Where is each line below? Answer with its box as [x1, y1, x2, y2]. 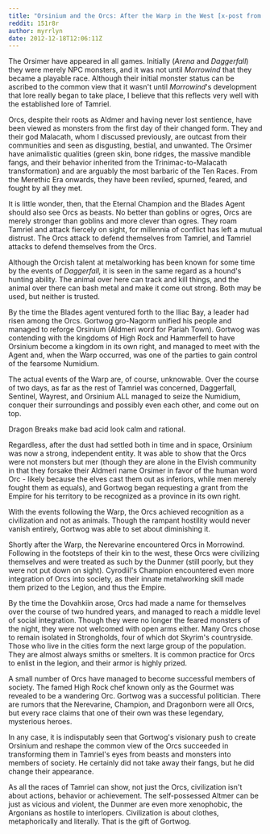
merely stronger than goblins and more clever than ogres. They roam [8, 216, 238, 226]
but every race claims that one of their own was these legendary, [8, 708, 224, 718]
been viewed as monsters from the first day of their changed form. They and [8, 123, 263, 133]
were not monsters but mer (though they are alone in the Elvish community [8, 457, 257, 467]
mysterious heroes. [8, 717, 73, 727]
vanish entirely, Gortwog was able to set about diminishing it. [8, 524, 211, 534]
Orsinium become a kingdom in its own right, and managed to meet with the [8, 342, 260, 352]
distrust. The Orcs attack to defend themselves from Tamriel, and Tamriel [8, 233, 251, 243]
